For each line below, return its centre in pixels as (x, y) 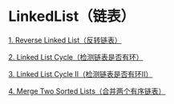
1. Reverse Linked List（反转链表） (65, 40)
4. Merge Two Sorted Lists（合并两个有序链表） (87, 91)
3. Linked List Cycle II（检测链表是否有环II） (81, 74)
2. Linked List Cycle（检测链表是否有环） (76, 57)
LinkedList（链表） (72, 16)
